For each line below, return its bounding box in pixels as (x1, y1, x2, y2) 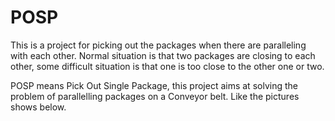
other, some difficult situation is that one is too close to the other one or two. (10, 60, 325, 72)
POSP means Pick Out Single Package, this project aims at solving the (10, 79, 298, 91)
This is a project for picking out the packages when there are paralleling (10, 39, 307, 51)
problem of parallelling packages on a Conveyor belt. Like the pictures (10, 90, 300, 102)
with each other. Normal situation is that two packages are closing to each (10, 49, 316, 61)
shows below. (10, 101, 67, 113)
